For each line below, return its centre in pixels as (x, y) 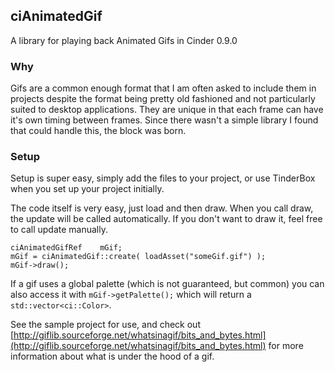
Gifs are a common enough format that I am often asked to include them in (163, 88)
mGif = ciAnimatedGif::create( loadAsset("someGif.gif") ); (138, 257)
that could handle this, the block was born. (98, 131)
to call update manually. (59, 230)
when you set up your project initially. (87, 189)
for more (286, 346)
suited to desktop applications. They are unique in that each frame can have (167, 110)
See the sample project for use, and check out (105, 325)
